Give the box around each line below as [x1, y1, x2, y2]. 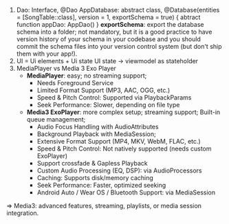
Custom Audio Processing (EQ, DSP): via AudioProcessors [36, 166, 202, 175]
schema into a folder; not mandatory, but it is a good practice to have [16, 27, 212, 36]
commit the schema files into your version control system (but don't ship [16, 43, 222, 50]
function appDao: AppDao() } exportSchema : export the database [16, 21, 204, 28]
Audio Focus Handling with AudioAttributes [36, 123, 159, 131]
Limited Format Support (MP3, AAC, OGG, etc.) [36, 86, 171, 94]
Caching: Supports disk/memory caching [36, 174, 154, 181]
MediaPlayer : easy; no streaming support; [26, 71, 147, 80]
